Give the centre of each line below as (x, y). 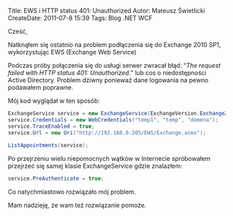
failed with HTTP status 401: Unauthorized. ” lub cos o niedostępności (107, 73)
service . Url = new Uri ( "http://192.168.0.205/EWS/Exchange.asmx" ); (107, 132)
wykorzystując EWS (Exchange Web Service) (72, 52)
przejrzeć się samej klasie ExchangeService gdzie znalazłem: (95, 166)
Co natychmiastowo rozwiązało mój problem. (72, 192)
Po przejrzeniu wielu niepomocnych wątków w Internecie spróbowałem (109, 159)
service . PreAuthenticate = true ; (56, 179)
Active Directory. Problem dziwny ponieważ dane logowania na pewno (108, 80)
